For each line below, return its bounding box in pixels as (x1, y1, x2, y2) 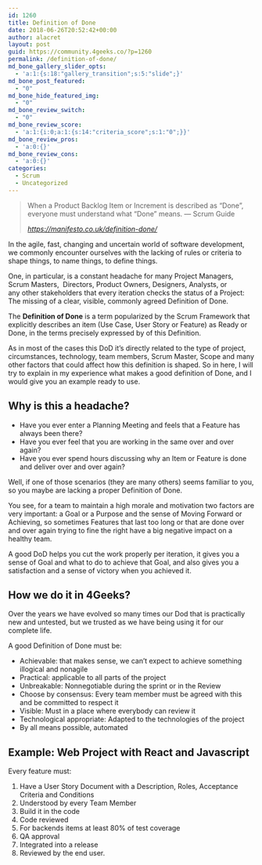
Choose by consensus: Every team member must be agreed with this (19, 689, 242, 699)
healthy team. (8, 534, 52, 543)
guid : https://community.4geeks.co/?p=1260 (8, 48, 153, 56)
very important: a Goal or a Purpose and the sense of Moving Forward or (8, 509, 242, 518)
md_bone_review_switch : (8, 107, 86, 114)
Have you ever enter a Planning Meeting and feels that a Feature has (19, 420, 241, 430)
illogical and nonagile (19, 664, 88, 674)
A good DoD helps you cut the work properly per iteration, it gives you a (8, 549, 240, 558)
